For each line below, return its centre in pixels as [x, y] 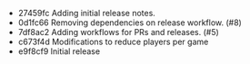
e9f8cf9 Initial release [59, 51]
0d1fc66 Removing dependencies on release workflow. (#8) [130, 23]
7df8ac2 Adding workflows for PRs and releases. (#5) [119, 32]
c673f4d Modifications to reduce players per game [113, 41]
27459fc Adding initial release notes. [87, 13]
